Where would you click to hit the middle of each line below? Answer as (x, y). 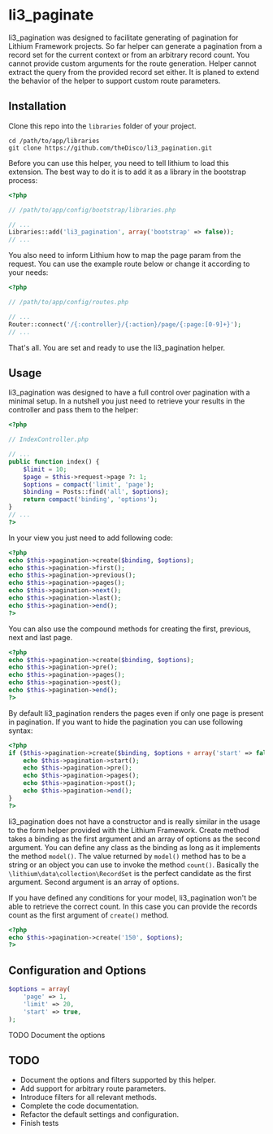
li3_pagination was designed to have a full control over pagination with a (129, 393)
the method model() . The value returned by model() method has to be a (127, 856)
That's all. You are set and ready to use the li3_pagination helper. (117, 347)
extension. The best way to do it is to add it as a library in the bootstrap (127, 172)
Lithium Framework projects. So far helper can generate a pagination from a (135, 46)
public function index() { (54, 461)
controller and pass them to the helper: (74, 410)
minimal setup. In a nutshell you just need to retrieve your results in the (127, 401)
